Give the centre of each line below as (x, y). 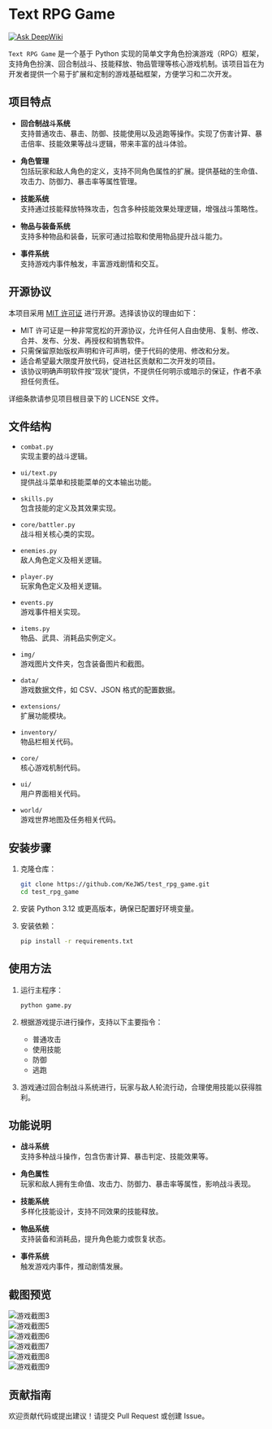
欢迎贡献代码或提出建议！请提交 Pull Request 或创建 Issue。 (109, 1416)
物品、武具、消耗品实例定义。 (70, 638)
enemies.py (39, 551)
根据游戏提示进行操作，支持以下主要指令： (91, 1022)
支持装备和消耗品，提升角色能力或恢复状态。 (95, 1239)
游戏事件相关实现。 (52, 612)
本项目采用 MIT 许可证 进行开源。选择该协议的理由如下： (104, 313)
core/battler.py (47, 525)
